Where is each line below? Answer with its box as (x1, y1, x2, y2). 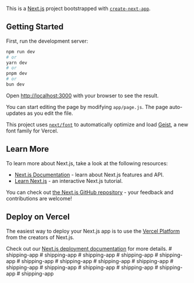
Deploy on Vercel (6, 212, 70, 222)
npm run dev (6, 49, 35, 54)
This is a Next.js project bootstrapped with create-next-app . (6, 5, 151, 12)
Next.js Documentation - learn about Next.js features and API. (14, 171, 164, 178)
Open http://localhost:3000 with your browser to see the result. (6, 92, 159, 99)
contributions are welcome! (6, 195, 72, 202)
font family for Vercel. (6, 127, 59, 134)
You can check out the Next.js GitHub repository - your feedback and (6, 189, 174, 196)
